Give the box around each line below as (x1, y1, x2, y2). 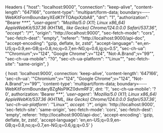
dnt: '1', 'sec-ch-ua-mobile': (95, 86, 152, 92)
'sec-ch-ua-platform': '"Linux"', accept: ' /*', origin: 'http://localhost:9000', (5, 102, 155, 107)
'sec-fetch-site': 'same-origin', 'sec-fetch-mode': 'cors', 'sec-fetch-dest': (5, 107, 153, 113)
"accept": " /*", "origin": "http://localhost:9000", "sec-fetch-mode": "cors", (5, 30, 155, 36)
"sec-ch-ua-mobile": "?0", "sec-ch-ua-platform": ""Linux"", (5, 56, 125, 61)
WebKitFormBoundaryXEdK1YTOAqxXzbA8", (5, 15, 95, 20)
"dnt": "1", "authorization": (96, 15, 149, 20)
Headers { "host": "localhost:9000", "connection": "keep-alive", (5, 4, 133, 10)
